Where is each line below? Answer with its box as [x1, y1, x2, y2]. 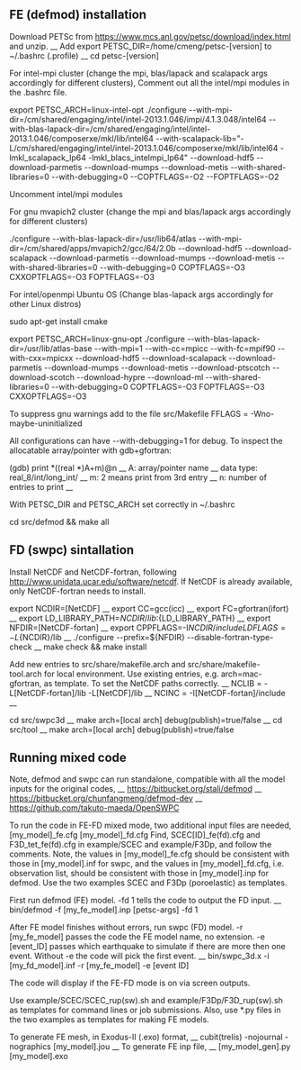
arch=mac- [220, 668, 262, 679]
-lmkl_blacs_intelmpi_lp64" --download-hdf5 [88, 152, 254, 163]
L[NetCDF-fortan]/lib [9, 687, 87, 698]
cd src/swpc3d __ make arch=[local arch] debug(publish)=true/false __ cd [9, 714, 283, 725]
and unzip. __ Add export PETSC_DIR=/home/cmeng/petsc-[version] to [9, 41, 272, 51]
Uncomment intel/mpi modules [9, 188, 123, 199]
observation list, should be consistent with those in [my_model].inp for [9, 868, 270, 879]
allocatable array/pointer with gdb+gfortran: [9, 445, 173, 456]
